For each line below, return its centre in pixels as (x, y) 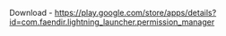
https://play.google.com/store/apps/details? (135, 13)
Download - (31, 13)
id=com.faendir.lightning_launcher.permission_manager (112, 22)
